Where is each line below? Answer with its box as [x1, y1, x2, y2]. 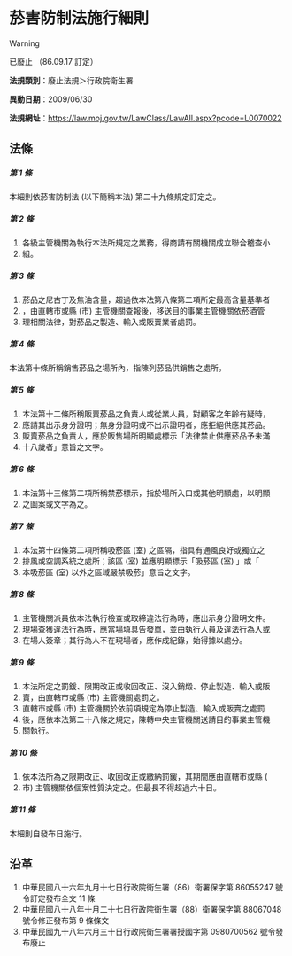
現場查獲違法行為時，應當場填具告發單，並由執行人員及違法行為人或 [21, 624, 271, 634]
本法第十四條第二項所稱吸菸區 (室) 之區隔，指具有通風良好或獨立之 [21, 545, 265, 556]
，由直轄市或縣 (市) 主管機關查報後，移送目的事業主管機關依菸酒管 [21, 306, 265, 316]
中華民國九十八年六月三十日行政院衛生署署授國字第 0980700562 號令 [21, 926, 276, 937]
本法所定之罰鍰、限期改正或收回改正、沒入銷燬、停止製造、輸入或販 [21, 681, 271, 692]
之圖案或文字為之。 [21, 499, 93, 509]
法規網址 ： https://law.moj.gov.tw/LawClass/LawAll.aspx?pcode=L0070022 [9, 113, 282, 123]
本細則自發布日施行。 [9, 828, 87, 838]
